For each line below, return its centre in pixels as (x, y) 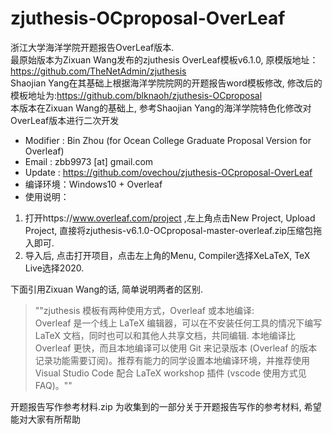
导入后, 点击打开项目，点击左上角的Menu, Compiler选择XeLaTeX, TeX (167, 255)
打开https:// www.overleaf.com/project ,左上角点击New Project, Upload (170, 218)
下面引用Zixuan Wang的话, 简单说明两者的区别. (106, 289)
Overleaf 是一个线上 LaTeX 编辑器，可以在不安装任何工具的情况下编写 (178, 323)
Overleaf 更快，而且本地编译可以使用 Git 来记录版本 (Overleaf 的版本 (176, 348)
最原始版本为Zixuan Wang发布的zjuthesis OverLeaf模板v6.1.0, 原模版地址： (164, 59)
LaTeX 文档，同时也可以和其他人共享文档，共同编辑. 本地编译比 (165, 335)
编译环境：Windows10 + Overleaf (93, 184)
